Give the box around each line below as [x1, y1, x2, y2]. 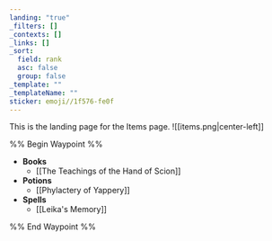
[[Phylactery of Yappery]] [35, 185, 130, 196]
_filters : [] [9, 22, 58, 31]
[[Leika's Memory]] [35, 204, 108, 215]
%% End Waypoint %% [9, 221, 96, 232]
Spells [22, 194, 47, 205]
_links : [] [9, 38, 50, 48]
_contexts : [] [9, 30, 63, 39]
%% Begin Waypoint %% [9, 138, 103, 149]
